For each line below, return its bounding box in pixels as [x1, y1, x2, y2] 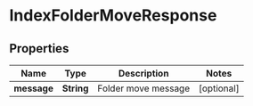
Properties [9, 41, 69, 56]
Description [118, 68, 169, 79]
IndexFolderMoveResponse [9, 5, 217, 26]
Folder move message [97, 82, 190, 94]
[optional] [199, 82, 240, 94]
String [61, 82, 89, 94]
